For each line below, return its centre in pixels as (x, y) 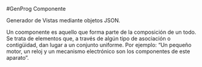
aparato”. (18, 58)
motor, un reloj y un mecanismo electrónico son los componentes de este (98, 51)
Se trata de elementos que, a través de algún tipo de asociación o (89, 38)
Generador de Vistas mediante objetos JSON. (63, 20)
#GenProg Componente (36, 9)
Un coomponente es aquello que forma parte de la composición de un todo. (101, 32)
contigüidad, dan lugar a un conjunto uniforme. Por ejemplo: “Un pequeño (99, 45)
